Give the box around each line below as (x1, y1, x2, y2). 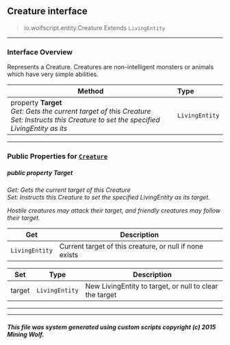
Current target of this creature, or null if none (59, 241, 204, 251)
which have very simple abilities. (7, 70, 99, 78)
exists (59, 250, 79, 259)
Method (77, 86, 104, 96)
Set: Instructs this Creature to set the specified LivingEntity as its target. (7, 193, 210, 201)
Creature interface (7, 5, 88, 17)
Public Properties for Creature (7, 152, 108, 161)
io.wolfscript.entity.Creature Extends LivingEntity (23, 23, 166, 32)
